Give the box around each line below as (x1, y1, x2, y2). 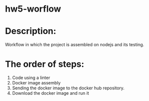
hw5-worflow (5, 3, 61, 15)
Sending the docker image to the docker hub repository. (12, 85, 125, 91)
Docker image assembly (12, 80, 61, 86)
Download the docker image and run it (12, 90, 89, 96)
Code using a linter (12, 75, 50, 81)
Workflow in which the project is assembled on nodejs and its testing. (5, 42, 145, 48)
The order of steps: (5, 59, 84, 70)
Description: (5, 26, 56, 37)
